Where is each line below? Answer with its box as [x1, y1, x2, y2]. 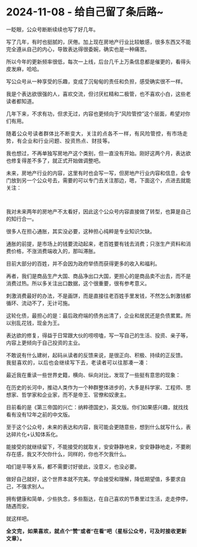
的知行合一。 [6, 215, 37, 222]
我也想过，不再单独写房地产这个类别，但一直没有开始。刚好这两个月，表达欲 [6, 150, 191, 157]
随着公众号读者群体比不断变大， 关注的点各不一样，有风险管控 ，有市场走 [6, 130, 188, 137]
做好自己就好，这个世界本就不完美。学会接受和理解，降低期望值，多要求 [6, 475, 181, 483]
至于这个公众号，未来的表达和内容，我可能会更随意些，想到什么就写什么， [6, 423, 186, 430]
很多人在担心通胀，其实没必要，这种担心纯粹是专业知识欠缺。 [6, 227, 155, 235]
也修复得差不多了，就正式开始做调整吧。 [6, 157, 104, 164]
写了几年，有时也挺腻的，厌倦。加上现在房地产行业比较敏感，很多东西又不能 [6, 38, 191, 45]
